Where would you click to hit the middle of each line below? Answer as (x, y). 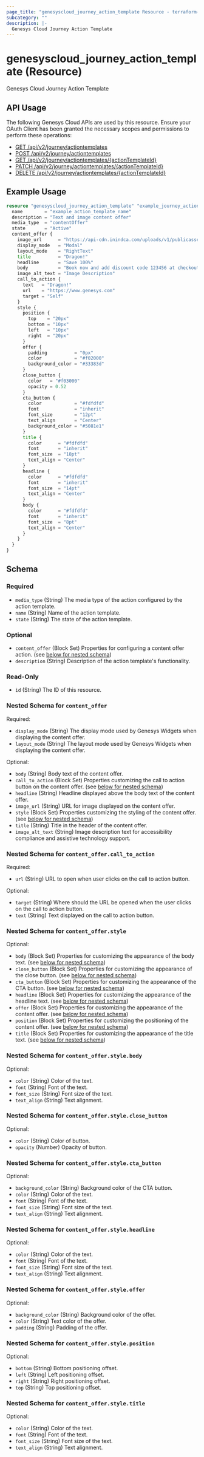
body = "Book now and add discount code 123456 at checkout (108, 268)
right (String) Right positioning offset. (63, 1381)
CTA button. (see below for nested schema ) (70, 988)
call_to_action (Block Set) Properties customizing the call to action (100, 780)
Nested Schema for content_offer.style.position (80, 1343)
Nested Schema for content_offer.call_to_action (80, 854)
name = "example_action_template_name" (72, 211)
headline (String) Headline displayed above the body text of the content (105, 793)
